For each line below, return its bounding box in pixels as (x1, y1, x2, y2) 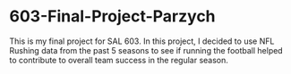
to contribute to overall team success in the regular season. (9, 54, 228, 65)
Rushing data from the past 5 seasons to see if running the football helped (9, 45, 284, 55)
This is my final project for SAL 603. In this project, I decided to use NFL (9, 36, 275, 46)
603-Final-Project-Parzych (9, 6, 217, 27)
